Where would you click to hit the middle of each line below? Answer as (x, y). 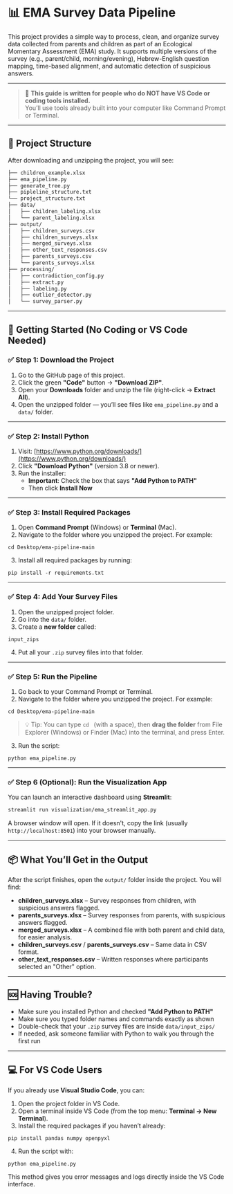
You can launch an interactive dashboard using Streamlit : (90, 797)
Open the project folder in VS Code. (69, 1103)
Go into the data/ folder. (52, 619)
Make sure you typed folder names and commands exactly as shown (116, 1019)
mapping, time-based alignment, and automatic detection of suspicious (110, 66)
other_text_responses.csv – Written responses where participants (113, 959)
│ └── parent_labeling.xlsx (52, 218)
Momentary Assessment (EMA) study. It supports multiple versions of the (112, 51)
